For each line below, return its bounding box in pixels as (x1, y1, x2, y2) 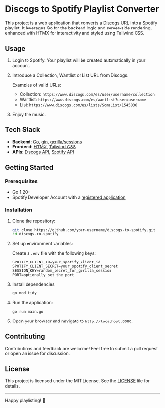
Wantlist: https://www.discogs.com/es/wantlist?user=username (19, 96, 146, 102)
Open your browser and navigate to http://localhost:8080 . (12, 318, 133, 324)
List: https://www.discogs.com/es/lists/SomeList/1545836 (19, 102, 137, 108)
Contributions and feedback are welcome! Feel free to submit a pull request (5, 345, 158, 351)
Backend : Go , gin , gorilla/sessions (12, 139, 82, 145)
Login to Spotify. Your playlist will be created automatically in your (12, 58, 146, 63)
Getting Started (5, 163, 54, 172)
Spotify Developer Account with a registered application (12, 194, 126, 200)
